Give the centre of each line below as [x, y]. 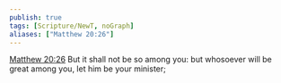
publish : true [36, 17]
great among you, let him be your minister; [88, 69]
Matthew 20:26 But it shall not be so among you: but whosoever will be [140, 60]
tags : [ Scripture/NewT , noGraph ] [72, 26]
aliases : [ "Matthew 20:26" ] [62, 34]
